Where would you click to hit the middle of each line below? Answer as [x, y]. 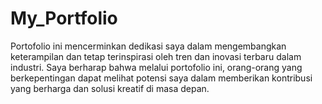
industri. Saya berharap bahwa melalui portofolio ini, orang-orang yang [156, 67]
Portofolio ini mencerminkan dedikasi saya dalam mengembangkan [148, 46]
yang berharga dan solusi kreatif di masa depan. [110, 88]
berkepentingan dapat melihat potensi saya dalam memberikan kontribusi [161, 78]
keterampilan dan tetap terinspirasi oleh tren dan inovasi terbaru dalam [156, 56]
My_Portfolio [64, 18]
